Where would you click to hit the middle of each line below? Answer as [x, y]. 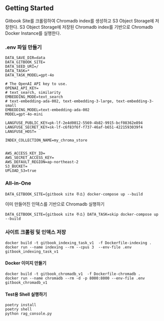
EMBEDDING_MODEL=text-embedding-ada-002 [48, 110]
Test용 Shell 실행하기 [26, 294]
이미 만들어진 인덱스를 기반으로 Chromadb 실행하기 [55, 204]
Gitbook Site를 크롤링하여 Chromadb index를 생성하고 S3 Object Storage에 [80, 21]
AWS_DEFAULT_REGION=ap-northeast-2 [42, 162]
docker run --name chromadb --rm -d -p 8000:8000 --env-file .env [75, 278]
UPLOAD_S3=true [21, 171]
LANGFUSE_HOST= [21, 132]
